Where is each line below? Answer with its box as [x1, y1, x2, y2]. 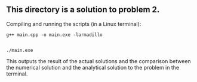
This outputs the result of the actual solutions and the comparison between [6, 57, 191, 64]
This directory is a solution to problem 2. [6, 5, 160, 15]
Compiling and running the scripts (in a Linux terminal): [6, 20, 141, 27]
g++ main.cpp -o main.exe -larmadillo [6, 32, 103, 38]
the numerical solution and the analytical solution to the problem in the [6, 64, 180, 71]
